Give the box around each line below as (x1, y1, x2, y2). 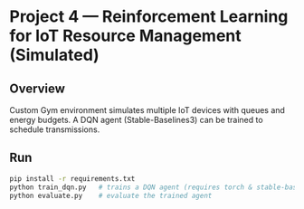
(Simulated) (9, 45, 100, 65)
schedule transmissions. (9, 124, 100, 135)
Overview (9, 81, 66, 96)
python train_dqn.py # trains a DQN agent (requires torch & (9, 183, 253, 192)
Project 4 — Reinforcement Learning (9, 6, 289, 27)
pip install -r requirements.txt (9, 174, 136, 183)
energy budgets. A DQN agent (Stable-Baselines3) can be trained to (9, 115, 264, 125)
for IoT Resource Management (9, 25, 242, 46)
